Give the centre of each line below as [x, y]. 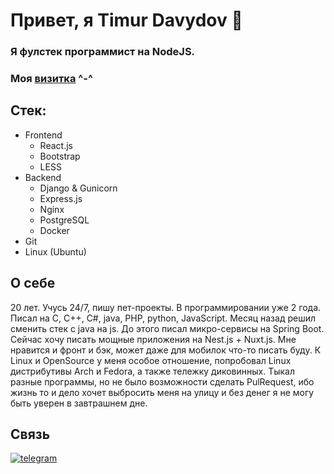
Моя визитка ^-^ [51, 79]
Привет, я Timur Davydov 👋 [126, 20]
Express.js [61, 198]
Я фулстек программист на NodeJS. [103, 52]
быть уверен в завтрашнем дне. [79, 403]
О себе [33, 283]
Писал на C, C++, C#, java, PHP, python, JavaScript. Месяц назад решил [163, 318]
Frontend [43, 135]
